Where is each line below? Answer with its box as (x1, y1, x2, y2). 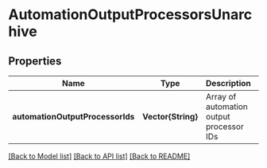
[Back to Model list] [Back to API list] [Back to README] (8, 151, 191, 161)
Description (205, 78, 252, 88)
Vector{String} (142, 111, 199, 122)
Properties (8, 54, 62, 68)
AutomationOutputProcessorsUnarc (8, 6, 253, 24)
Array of (205, 92, 237, 102)
